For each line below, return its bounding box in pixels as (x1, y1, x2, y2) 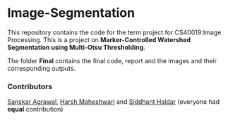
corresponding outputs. (7, 64, 76, 72)
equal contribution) (7, 105, 64, 114)
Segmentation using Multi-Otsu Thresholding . (7, 43, 146, 51)
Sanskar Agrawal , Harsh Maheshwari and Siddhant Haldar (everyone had (7, 98, 220, 106)
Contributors (7, 81, 53, 91)
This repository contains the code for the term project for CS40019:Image (7, 28, 222, 36)
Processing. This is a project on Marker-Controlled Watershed (7, 35, 191, 44)
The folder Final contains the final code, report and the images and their (7, 56, 217, 65)
